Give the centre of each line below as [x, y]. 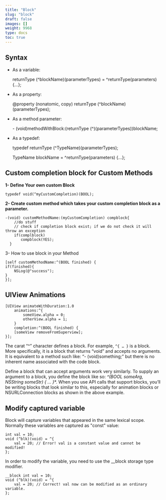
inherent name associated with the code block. [53, 362]
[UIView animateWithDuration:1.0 [40, 306]
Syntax [16, 58]
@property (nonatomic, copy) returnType [54, 104]
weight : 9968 [19, 28]
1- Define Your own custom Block [40, 185]
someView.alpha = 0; [44, 315]
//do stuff [25, 222]
